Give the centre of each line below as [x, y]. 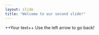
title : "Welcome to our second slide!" [45, 14]
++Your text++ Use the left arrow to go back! [50, 27]
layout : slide [19, 9]
